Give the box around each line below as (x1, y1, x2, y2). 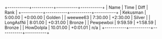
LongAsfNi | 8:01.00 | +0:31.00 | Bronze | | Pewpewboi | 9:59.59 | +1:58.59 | (4, 19, 156, 25)
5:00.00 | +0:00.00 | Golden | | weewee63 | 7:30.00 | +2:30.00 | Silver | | (4, 15, 150, 20)
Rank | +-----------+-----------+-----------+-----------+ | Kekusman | (4, 10, 146, 15)
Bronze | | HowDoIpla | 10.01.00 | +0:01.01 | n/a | (4, 25, 101, 30)
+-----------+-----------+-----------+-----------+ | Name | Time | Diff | (4, 5, 148, 10)
